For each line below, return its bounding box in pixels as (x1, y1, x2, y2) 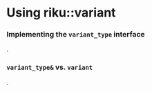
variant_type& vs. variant (6, 62, 93, 72)
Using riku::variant (6, 5, 116, 21)
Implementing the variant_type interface (6, 30, 146, 39)
